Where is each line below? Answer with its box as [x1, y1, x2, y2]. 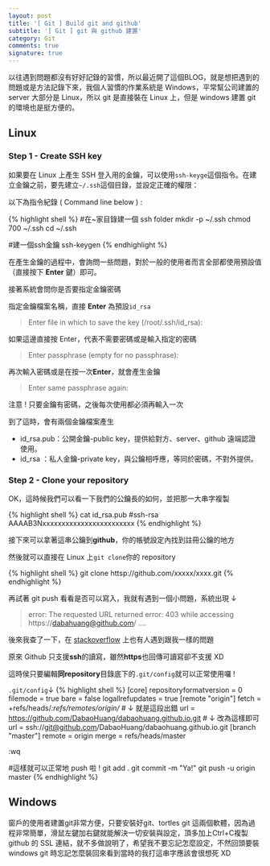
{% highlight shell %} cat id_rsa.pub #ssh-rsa [8, 509, 159, 520]
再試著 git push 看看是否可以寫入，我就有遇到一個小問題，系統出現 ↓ [8, 593, 237, 603]
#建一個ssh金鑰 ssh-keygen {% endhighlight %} [8, 239, 168, 250]
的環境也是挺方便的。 [8, 102, 79, 112]
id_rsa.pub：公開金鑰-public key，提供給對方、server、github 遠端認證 [19, 433, 256, 443]
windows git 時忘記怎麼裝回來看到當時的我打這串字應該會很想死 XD [8, 847, 231, 858]
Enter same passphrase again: [27, 383, 129, 392]
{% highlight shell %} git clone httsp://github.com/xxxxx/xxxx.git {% [8, 568, 235, 578]
